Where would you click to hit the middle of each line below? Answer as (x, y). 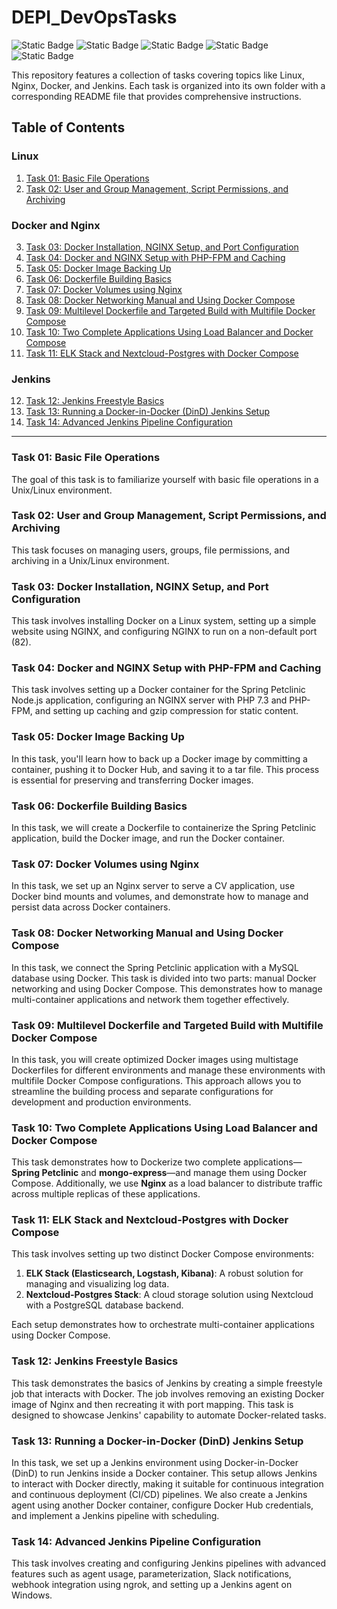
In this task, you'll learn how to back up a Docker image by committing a (159, 758)
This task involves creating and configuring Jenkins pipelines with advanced (168, 1563)
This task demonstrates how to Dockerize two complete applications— (157, 1162)
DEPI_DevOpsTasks (94, 17)
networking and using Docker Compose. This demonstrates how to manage (167, 988)
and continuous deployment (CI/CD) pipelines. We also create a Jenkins (159, 1495)
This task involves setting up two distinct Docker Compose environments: (162, 1254)
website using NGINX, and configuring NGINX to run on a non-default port (164, 632)
